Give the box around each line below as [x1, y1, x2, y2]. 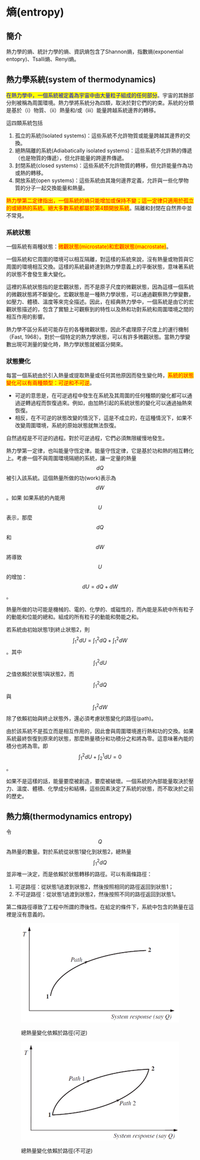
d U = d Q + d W [82, 583, 118, 590]
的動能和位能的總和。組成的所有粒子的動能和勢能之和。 [6, 613, 142, 621]
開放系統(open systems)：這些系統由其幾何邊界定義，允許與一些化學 [14, 177, 184, 184]
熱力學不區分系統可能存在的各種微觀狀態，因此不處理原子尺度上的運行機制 [6, 326, 189, 333]
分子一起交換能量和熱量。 [25, 184, 88, 191]
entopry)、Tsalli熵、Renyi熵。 [6, 56, 80, 63]
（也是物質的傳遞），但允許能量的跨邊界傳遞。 [14, 154, 127, 161]
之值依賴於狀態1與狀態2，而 [6, 670, 74, 678]
